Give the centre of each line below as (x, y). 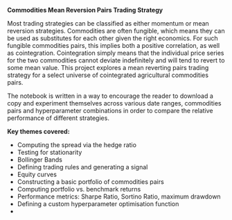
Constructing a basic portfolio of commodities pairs (90, 182)
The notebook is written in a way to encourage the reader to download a (110, 96)
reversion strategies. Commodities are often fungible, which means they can (116, 31)
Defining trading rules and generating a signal (82, 167)
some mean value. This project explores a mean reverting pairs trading (108, 68)
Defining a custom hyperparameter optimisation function (98, 204)
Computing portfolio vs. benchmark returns (79, 189)
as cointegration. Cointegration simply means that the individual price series (116, 53)
